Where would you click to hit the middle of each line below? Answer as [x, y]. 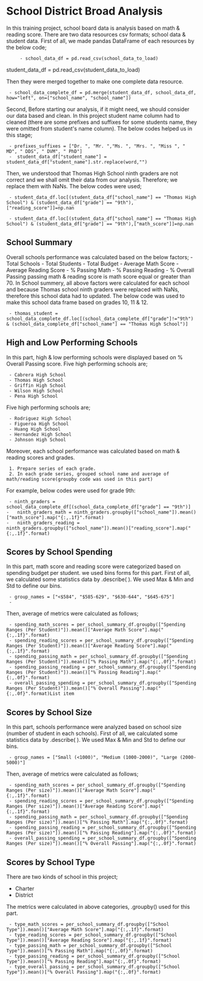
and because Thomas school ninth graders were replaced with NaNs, [93, 289]
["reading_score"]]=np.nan [40, 208]
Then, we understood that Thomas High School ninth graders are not [92, 173]
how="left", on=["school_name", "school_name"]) [69, 98]
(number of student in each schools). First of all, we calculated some [92, 733]
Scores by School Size [49, 712]
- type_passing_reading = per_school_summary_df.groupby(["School [95, 956]
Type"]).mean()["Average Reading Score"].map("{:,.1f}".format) [89, 940]
